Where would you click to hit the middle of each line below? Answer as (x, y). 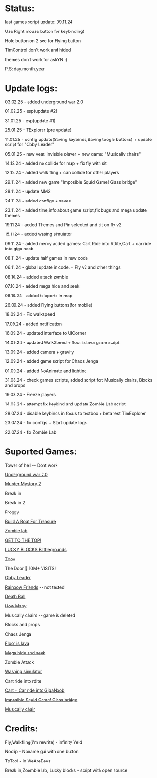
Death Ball (15, 596)
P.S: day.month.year (25, 69)
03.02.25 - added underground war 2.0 (44, 102)
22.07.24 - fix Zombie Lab (31, 432)
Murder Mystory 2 (23, 484)
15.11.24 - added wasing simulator (38, 234)
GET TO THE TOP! (23, 540)
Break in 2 (15, 502)
